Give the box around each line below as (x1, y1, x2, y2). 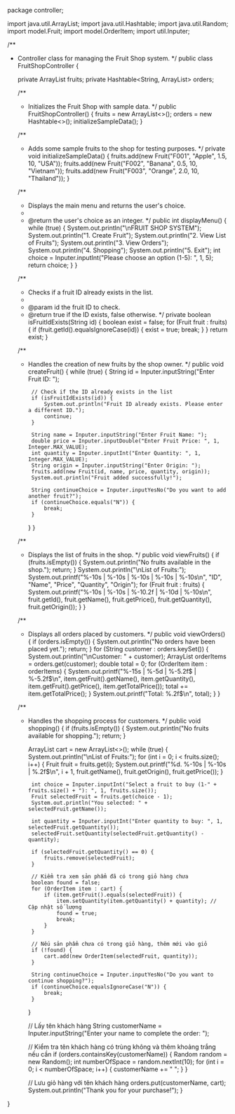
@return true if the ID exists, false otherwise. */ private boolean (27, 311, 212, 318)
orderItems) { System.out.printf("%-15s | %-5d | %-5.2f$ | (27, 667, 196, 675)
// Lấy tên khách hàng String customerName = (27, 1021, 163, 1030)
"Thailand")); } (27, 175, 70, 182)
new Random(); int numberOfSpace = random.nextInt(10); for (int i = (27, 1058, 224, 1066)
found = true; (56, 910, 98, 917)
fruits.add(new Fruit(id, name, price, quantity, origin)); (31, 468, 210, 475)
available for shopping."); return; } (27, 732, 126, 740)
